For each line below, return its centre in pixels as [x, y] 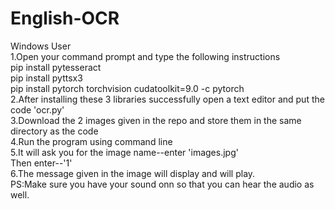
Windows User [41, 46]
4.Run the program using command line [91, 141]
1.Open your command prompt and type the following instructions [145, 56]
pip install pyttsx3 [46, 78]
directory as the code [54, 131]
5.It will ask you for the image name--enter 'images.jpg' [124, 152]
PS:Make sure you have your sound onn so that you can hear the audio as [162, 184]
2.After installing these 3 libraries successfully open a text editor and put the [167, 99]
